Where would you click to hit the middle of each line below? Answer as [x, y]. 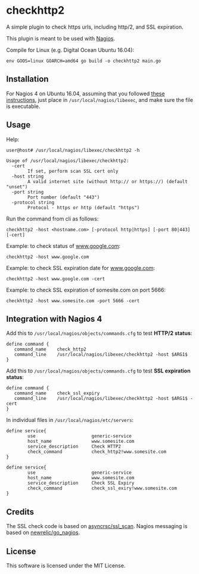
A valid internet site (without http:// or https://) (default [108, 181]
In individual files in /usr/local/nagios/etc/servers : [70, 420]
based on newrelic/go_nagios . [43, 533]
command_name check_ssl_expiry [57, 393]
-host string [28, 176]
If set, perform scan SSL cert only [73, 171]
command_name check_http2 [50, 349]
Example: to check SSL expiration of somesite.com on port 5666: [86, 290]
